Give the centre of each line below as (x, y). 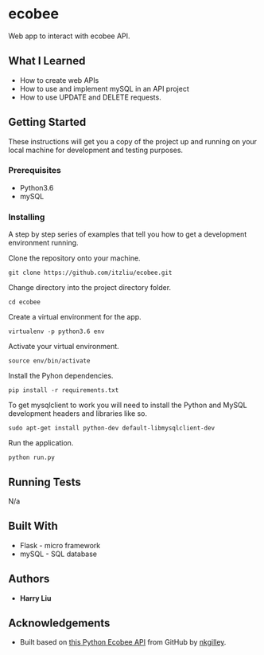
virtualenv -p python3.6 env (56, 331)
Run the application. (41, 443)
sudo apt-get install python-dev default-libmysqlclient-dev (112, 428)
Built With (33, 526)
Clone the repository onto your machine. (74, 258)
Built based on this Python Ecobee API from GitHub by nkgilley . (123, 642)
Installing (27, 217)
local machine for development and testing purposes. (96, 150)
